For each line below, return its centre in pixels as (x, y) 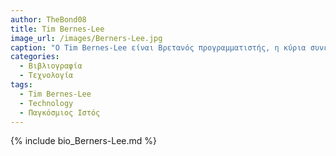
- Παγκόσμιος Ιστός (60, 112)
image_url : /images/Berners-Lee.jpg (86, 38)
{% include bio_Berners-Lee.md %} (83, 141)
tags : (21, 85)
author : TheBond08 (48, 19)
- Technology (46, 103)
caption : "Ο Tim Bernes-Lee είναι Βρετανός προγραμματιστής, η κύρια (158, 47)
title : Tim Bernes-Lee (57, 29)
